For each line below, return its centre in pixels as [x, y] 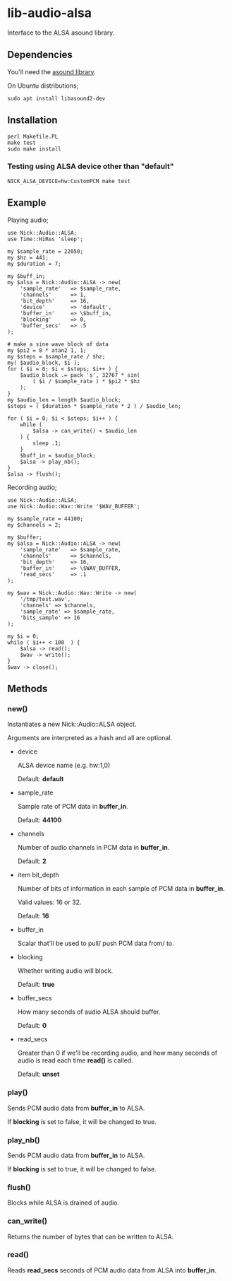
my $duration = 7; [34, 264]
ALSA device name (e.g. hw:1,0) [64, 766]
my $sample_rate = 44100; [45, 519]
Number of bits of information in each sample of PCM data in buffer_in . [121, 889]
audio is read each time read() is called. [75, 1060]
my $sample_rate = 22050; [45, 251]
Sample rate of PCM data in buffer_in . [73, 807]
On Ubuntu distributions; [43, 86]
